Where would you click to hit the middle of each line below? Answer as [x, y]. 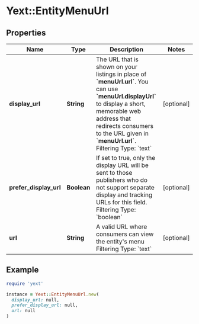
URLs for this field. [121, 202]
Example [23, 270]
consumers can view [125, 234]
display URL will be [122, 165]
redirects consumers [125, 126]
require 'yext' [25, 283]
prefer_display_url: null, [45, 305]
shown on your [116, 67]
